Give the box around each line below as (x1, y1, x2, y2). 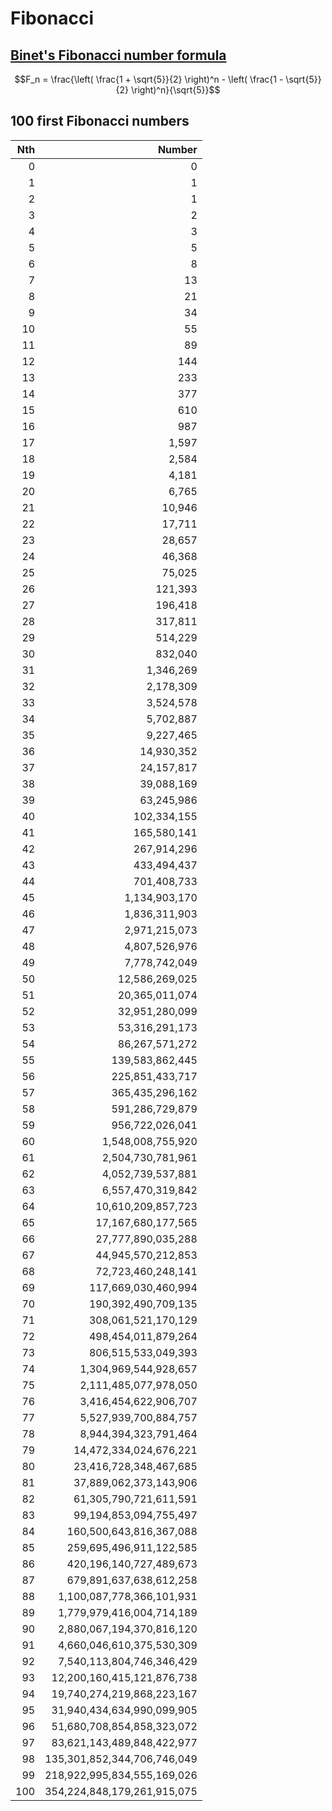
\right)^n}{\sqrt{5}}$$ (130, 84, 221, 96)
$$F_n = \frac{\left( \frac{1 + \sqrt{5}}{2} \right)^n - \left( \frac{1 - (14, 73, 284, 85)
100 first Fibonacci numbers (10, 113, 190, 130)
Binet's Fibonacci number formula (10, 47, 227, 64)
